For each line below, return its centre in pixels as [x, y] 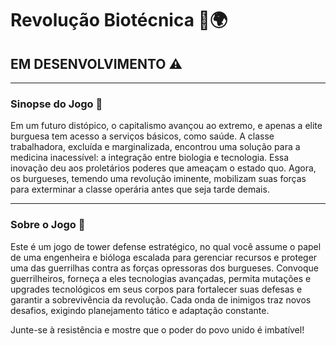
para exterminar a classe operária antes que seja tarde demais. [140, 189]
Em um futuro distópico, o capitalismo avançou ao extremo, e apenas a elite [166, 126]
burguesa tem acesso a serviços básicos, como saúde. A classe [142, 136]
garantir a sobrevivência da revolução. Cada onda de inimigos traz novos [161, 299]
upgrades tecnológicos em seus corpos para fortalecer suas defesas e [156, 289]
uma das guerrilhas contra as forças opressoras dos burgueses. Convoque [164, 268]
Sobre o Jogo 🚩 [48, 225]
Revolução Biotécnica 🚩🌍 [119, 20]
